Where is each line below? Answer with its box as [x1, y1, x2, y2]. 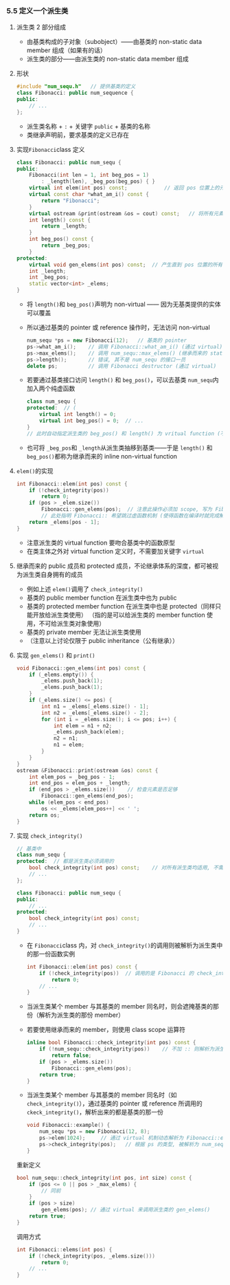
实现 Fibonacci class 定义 [16, 145, 85, 153]
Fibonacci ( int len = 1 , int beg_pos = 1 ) [29, 172, 149, 179]
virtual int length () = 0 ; [39, 411, 117, 418]
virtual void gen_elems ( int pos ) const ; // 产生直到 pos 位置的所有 [29, 261, 223, 268]
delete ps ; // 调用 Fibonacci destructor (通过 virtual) [26, 362, 217, 369]
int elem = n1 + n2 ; [53, 722, 113, 729]
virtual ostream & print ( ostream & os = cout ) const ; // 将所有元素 [29, 210, 224, 217]
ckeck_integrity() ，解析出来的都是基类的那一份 [26, 1108, 164, 1117]
